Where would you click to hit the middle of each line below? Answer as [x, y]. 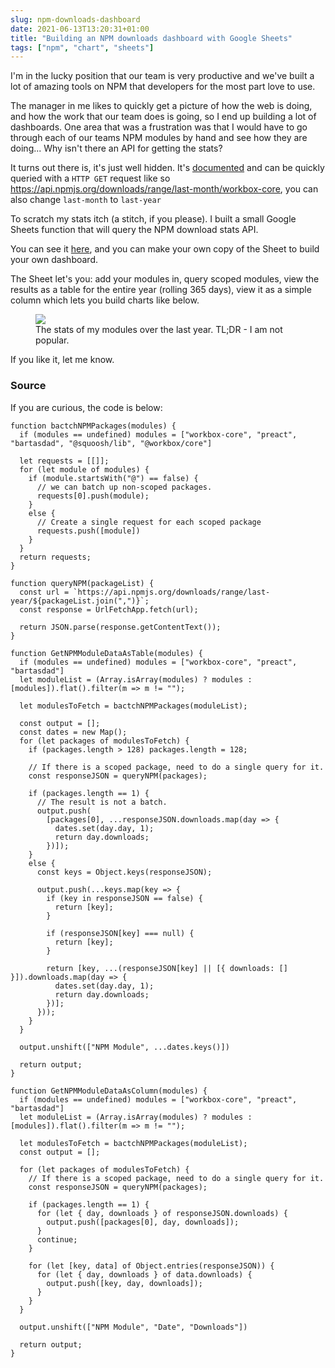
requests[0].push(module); [93, 496]
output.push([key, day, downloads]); [124, 1283]
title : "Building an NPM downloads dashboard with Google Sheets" [151, 38]
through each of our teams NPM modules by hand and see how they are [159, 138]
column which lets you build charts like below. [105, 300]
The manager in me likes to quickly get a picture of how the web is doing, [161, 106]
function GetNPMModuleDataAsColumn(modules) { [109, 1091]
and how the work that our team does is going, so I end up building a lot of [163, 117]
